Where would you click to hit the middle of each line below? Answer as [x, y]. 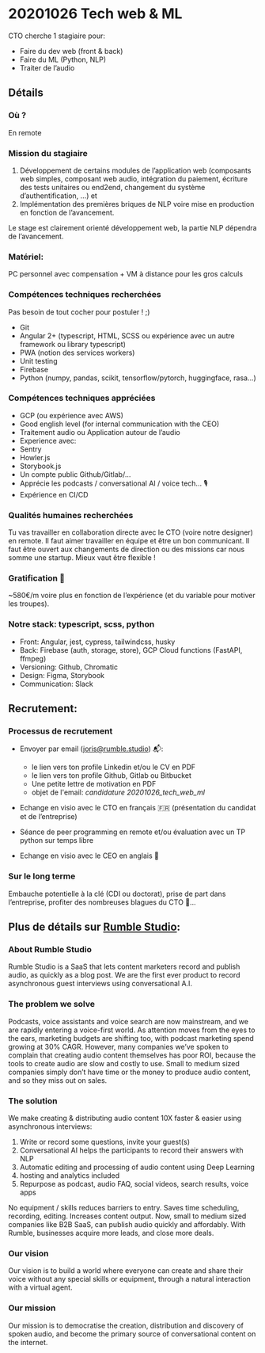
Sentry [30, 449]
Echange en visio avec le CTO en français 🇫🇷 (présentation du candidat [138, 808]
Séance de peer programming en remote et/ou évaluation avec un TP [132, 832]
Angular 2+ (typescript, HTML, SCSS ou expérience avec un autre [127, 335]
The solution [33, 1100]
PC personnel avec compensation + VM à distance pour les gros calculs [126, 274]
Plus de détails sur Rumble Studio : [94, 927]
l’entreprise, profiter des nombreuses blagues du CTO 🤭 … [102, 902]
